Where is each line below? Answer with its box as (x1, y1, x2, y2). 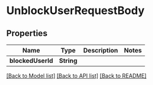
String (59, 56, 78, 65)
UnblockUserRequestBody (6, 4, 145, 18)
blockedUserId (9, 56, 53, 65)
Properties (6, 28, 48, 39)
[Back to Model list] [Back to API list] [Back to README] (6, 72, 147, 79)
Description (83, 46, 118, 54)
